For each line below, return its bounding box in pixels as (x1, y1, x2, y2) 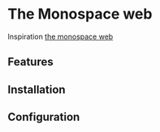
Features (7, 55, 54, 69)
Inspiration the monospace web (7, 32, 114, 41)
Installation (7, 83, 66, 96)
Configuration (7, 110, 80, 124)
